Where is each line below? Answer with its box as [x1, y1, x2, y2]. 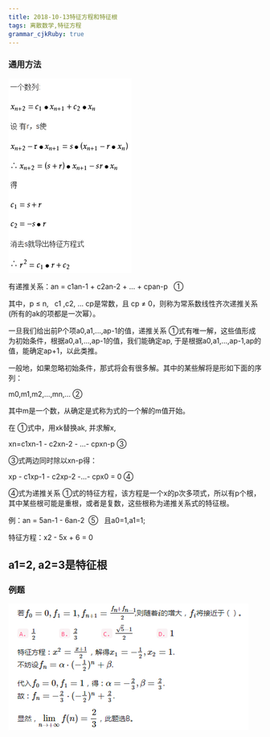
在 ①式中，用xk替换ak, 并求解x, [8, 422, 117, 432]
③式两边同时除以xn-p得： [8, 455, 98, 465]
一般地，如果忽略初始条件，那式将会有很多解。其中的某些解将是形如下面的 [8, 363, 255, 373]
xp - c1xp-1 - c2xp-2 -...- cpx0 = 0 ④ [8, 471, 134, 481]
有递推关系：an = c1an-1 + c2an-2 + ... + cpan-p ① [8, 282, 184, 291]
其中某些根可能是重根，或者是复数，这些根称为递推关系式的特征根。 [8, 498, 234, 508]
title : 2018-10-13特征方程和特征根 [8, 13, 118, 21]
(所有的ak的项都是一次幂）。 [8, 308, 100, 318]
